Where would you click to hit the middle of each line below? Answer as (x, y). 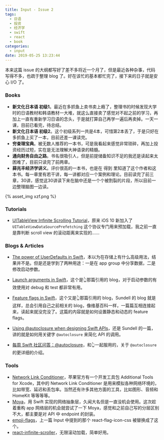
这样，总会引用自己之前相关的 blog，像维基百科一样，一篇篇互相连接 (82, 306)
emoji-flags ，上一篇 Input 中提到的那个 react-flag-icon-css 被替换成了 (83, 420)
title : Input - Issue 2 (29, 10)
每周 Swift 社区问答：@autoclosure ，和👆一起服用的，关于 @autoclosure (84, 345)
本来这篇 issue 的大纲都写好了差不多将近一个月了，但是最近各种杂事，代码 (80, 70)
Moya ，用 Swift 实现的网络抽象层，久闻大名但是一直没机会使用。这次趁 (84, 402)
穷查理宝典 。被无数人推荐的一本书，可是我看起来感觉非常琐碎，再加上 (83, 144)
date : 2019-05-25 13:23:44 (33, 55)
